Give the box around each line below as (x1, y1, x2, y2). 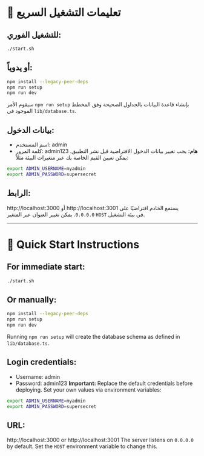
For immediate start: (7, 262, 85, 272)
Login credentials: (7, 357, 77, 367)
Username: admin (15, 373, 61, 380)
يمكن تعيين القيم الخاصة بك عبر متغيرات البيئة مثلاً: (15, 154, 129, 162)
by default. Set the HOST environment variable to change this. (7, 443, 158, 450)
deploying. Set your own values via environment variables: (15, 386, 162, 393)
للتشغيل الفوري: (7, 30, 62, 40)
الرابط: (7, 188, 31, 199)
